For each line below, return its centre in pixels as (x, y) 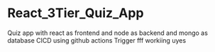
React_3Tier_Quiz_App (76, 13)
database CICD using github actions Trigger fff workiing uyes (97, 40)
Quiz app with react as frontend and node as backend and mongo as (107, 33)
